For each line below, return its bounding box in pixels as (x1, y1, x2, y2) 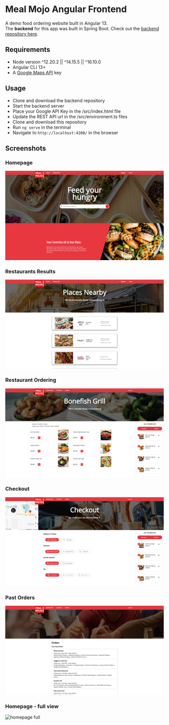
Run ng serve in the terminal (12, 124, 71, 130)
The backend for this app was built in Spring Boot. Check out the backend (5, 25, 159, 31)
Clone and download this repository (12, 119, 87, 125)
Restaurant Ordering (5, 376, 56, 383)
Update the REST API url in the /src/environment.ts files (12, 113, 128, 119)
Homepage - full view (5, 703, 59, 710)
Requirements (5, 45, 50, 54)
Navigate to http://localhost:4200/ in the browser (12, 129, 119, 135)
